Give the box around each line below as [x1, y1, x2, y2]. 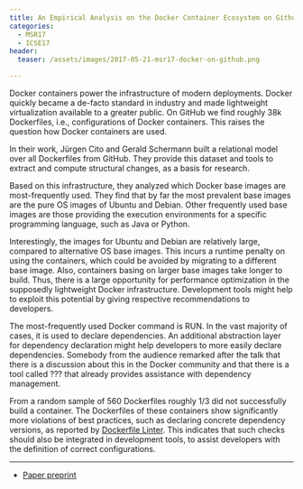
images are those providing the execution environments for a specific [9, 209, 268, 219]
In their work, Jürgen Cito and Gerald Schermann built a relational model [9, 143, 278, 154]
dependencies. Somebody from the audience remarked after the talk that [9, 349, 281, 360]
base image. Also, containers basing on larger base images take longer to [9, 265, 283, 275]
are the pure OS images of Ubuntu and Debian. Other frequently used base [9, 199, 288, 210]
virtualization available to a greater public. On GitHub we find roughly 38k [9, 107, 282, 117]
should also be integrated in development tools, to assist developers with [9, 434, 281, 445]
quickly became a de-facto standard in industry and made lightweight [9, 97, 269, 108]
